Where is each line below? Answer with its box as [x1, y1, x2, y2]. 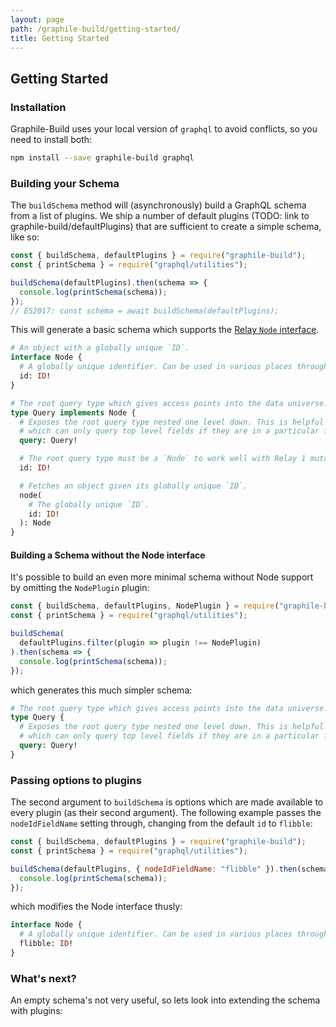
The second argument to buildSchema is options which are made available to [10, 796, 324, 808]
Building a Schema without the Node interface [10, 549, 206, 561]
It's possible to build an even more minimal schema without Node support [10, 571, 314, 583]
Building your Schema [10, 176, 120, 190]
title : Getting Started [10, 33, 110, 43]
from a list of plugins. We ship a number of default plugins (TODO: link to [10, 210, 310, 222]
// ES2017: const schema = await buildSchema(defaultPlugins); [10, 306, 280, 316]
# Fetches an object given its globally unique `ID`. [19, 481, 248, 491]
